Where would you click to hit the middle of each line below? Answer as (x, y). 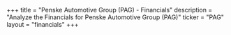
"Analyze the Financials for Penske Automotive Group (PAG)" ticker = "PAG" (115, 17)
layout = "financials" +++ (43, 24)
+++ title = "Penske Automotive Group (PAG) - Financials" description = (110, 10)
